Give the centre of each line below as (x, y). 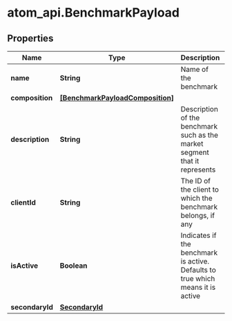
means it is (198, 287)
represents (198, 169)
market (192, 144)
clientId (23, 202)
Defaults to (198, 270)
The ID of (195, 181)
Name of (195, 69)
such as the (200, 135)
